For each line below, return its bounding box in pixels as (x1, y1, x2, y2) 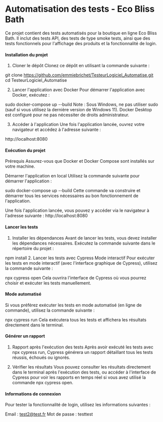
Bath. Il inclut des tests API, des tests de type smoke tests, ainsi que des (5, 35, 150, 41)
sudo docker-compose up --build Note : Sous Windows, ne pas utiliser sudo (5, 101, 159, 107)
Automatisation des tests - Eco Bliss (5, 3, 155, 15)
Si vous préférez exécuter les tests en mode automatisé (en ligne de (5, 302, 142, 308)
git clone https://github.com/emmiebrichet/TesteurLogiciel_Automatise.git (5, 72, 154, 78)
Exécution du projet (5, 147, 46, 153)
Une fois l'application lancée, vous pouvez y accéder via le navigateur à (5, 207, 150, 214)
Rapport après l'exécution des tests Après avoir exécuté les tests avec (12, 344, 154, 350)
